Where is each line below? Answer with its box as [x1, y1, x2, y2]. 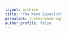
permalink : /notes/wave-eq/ [5, 16, 63, 21]
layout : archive [5, 7, 38, 12]
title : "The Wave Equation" [5, 12, 63, 16]
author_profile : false [5, 20, 51, 26]
